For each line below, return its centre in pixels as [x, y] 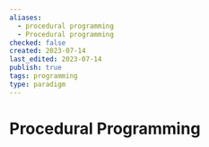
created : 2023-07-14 [48, 51]
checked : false [38, 43]
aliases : [26, 17]
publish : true [36, 68]
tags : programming [44, 76]
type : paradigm [38, 84]
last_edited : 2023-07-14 [56, 59]
